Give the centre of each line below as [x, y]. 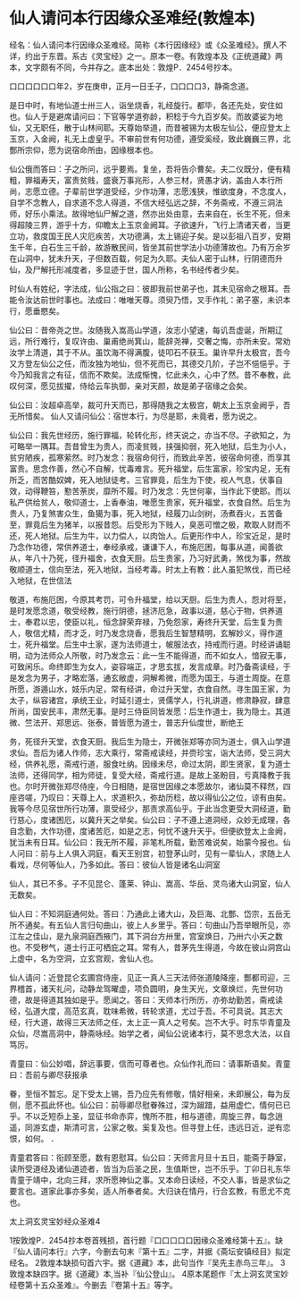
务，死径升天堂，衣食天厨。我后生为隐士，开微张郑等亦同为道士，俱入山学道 [150, 741]
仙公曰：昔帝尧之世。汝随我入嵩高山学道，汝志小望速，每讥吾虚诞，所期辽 [146, 330]
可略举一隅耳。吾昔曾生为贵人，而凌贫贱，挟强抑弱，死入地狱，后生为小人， [150, 446]
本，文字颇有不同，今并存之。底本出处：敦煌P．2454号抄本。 [123, 67]
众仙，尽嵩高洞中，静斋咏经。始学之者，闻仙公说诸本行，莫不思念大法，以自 [150, 1033]
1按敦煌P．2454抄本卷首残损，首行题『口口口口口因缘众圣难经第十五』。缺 [146, 1240]
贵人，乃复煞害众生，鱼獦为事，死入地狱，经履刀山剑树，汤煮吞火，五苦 [142, 513]
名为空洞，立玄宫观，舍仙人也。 [99, 958]
